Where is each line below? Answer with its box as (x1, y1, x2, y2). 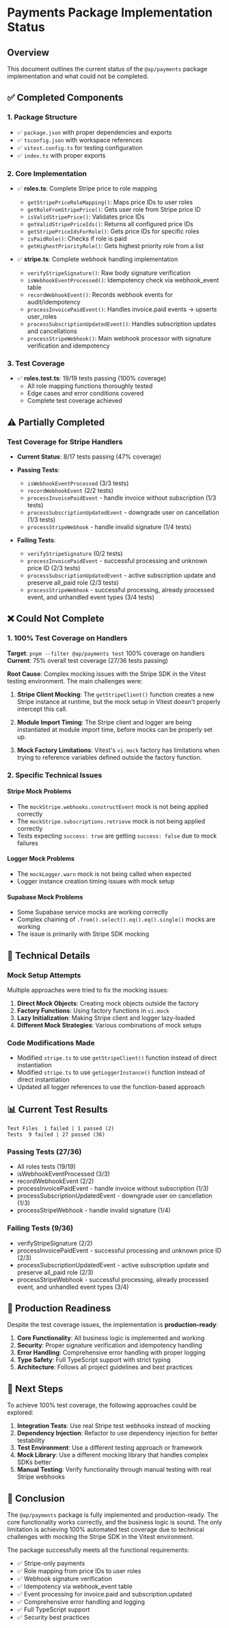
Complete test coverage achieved (27, 396, 123, 405)
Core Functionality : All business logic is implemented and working (16, 1334, 205, 1342)
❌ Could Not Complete (7, 613, 105, 624)
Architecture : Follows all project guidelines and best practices (16, 1363, 193, 1372)
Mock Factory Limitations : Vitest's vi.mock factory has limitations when (16, 746, 220, 754)
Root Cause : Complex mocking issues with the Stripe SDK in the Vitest (7, 670, 206, 678)
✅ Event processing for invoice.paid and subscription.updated (16, 1590, 193, 1599)
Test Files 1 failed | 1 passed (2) (7, 1125, 115, 1132)
